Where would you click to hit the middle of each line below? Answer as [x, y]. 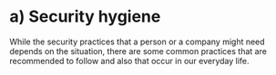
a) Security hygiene [85, 17]
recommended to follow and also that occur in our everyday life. [129, 61]
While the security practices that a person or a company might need [138, 42]
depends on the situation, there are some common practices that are [138, 51]
